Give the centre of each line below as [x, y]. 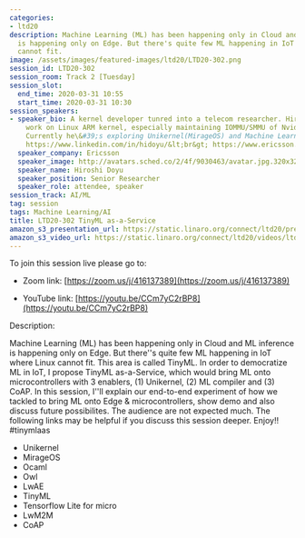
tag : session [34, 204]
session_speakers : [44, 111]
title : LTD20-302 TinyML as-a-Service [83, 220]
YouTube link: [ [50, 299]
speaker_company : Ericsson [69, 153]
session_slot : [36, 85]
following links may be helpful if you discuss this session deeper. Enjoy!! [144, 421]
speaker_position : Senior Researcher [89, 178]
